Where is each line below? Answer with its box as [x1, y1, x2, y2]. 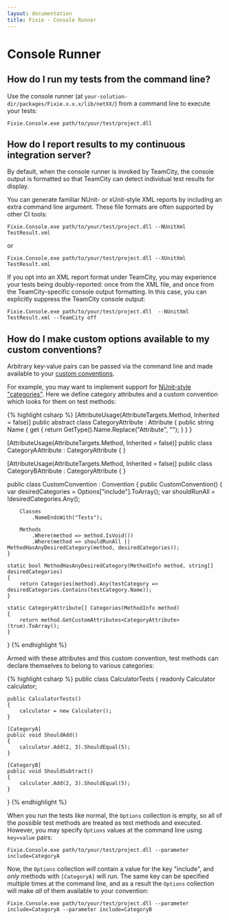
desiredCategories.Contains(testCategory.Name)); [7, 586, 153, 593]
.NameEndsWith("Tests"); [32, 514, 103, 521]
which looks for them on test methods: [7, 398, 116, 406]
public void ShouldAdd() [7, 732, 78, 739]
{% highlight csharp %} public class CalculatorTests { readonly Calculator [7, 675, 215, 683]
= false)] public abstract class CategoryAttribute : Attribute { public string [7, 418, 215, 427]
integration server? [7, 149, 91, 161]
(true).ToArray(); [7, 623, 60, 630]
